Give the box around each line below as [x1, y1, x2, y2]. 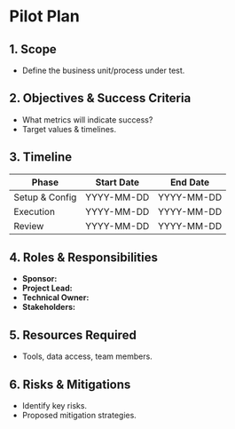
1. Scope [9, 42, 58, 57]
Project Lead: [21, 282, 73, 294]
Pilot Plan [9, 6, 80, 27]
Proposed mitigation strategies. [21, 410, 137, 421]
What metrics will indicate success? [21, 114, 153, 125]
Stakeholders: [21, 302, 75, 313]
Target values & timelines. [21, 123, 117, 134]
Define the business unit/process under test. [21, 65, 185, 75]
